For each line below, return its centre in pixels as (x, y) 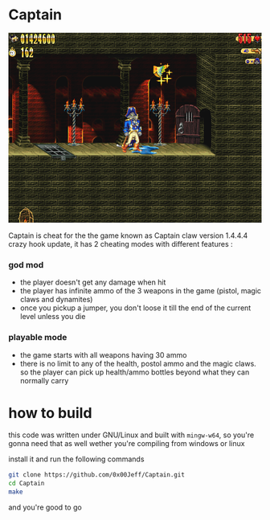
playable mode (38, 338)
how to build (50, 413)
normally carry (44, 380)
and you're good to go (45, 507)
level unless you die (53, 317)
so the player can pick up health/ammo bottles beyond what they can (135, 372)
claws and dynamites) (56, 300)
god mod (26, 264)
